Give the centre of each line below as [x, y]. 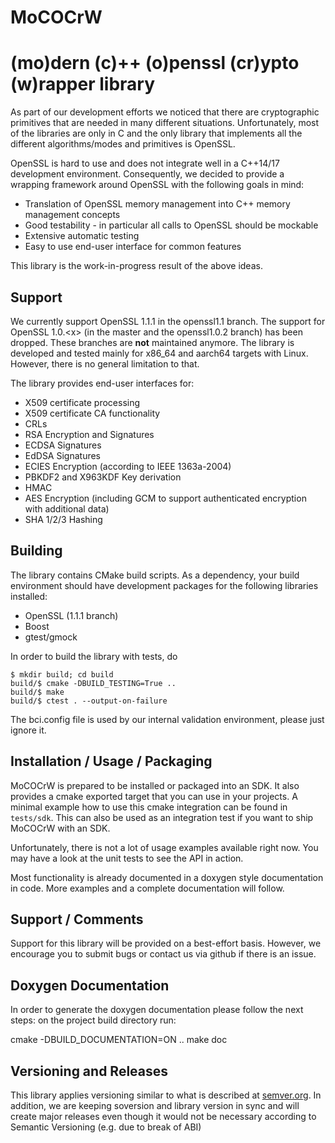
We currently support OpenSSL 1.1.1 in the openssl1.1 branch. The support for [168, 321]
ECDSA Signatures [63, 445]
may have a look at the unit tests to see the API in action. [127, 858]
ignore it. [28, 730]
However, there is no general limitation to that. [105, 363]
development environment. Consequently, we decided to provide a [147, 174]
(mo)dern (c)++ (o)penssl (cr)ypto [155, 63]
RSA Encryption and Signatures [89, 434]
